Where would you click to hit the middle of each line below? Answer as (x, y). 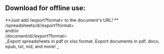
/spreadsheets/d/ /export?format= (40, 25)
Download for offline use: (45, 8)
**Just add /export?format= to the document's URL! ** (62, 20)
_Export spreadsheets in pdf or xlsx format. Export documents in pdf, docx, (82, 41)
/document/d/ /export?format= (36, 36)
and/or (12, 30)
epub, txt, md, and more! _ (32, 46)
